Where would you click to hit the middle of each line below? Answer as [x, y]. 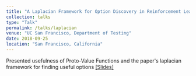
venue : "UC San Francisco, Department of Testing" [69, 33]
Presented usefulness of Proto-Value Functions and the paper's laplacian [94, 61]
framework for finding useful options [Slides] [60, 67]
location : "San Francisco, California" [55, 44]
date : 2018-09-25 [27, 39]
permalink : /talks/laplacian [41, 28]
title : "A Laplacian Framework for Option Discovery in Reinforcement [94, 11]
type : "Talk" [22, 22]
